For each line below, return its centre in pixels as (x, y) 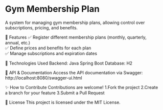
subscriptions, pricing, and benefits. (41, 27)
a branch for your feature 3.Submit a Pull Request (55, 93)
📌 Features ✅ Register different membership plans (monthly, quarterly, (76, 37)
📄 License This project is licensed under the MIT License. (63, 102)
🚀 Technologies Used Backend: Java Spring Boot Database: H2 (69, 63)
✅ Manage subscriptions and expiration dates (51, 53)
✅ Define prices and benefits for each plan (48, 48)
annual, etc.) (18, 43)
